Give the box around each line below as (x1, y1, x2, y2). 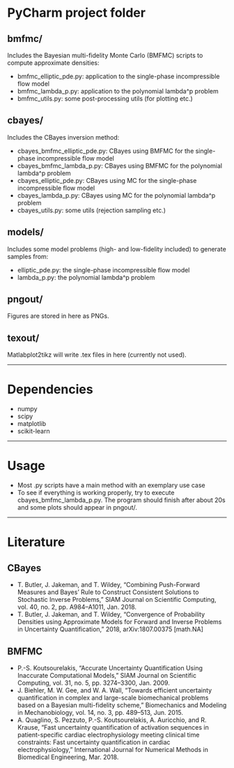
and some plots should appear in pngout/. (17, 503, 138, 512)
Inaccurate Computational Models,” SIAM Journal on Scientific (17, 671, 197, 679)
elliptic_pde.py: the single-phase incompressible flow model (17, 265, 190, 274)
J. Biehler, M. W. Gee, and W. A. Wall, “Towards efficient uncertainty (17, 686, 212, 694)
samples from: (7, 252, 49, 260)
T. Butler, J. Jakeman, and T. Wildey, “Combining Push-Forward (17, 581, 201, 589)
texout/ (7, 332, 40, 344)
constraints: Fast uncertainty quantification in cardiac (17, 738, 171, 746)
